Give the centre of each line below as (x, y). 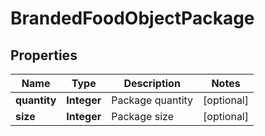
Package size (142, 116)
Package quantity (152, 100)
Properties (44, 55)
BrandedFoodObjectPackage (132, 18)
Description (152, 83)
